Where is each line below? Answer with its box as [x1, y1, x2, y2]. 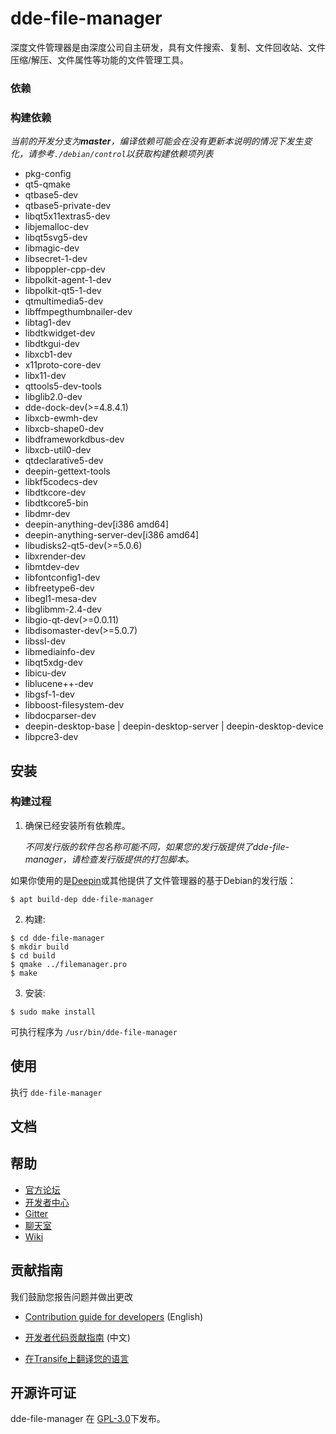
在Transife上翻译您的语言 [24, 1352, 130, 1364]
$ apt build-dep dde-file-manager [10, 894, 155, 904]
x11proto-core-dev [24, 359, 102, 371]
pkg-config [24, 168, 72, 180]
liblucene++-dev [24, 678, 94, 690]
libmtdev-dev [24, 561, 80, 573]
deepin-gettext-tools [24, 465, 111, 477]
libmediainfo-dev [24, 646, 95, 658]
